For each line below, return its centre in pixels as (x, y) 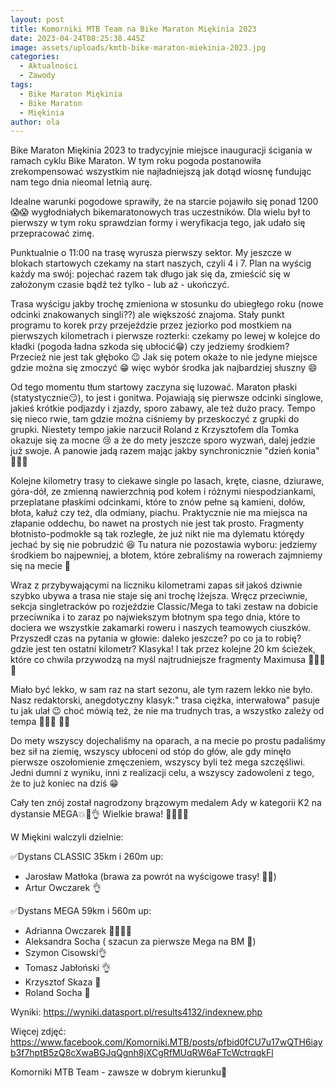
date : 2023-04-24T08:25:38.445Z (77, 38)
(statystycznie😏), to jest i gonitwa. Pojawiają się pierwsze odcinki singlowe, (167, 398)
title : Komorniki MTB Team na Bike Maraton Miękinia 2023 (133, 29)
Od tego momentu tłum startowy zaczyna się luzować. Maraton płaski (154, 387)
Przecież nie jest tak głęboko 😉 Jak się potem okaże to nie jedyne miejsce (164, 357)
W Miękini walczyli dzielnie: (67, 837)
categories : (35, 57)
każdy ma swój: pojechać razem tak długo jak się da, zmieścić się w (150, 274)
